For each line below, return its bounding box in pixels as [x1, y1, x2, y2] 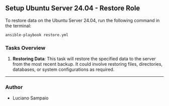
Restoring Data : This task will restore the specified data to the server [12, 55, 156, 62]
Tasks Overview [5, 44, 46, 51]
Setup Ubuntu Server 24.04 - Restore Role [5, 4, 140, 13]
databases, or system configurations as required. [12, 66, 115, 72]
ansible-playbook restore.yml [5, 32, 69, 37]
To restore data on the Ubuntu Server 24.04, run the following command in [5, 17, 160, 23]
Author [5, 83, 23, 90]
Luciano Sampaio [12, 95, 49, 101]
